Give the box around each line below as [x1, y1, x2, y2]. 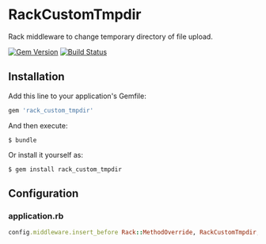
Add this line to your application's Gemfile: [8, 91, 146, 101]
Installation [8, 70, 65, 84]
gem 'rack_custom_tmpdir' [8, 106, 93, 114]
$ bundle [8, 136, 37, 144]
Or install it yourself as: [8, 150, 83, 159]
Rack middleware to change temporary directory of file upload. [8, 32, 214, 41]
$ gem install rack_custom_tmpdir [8, 165, 123, 173]
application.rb [8, 210, 64, 221]
